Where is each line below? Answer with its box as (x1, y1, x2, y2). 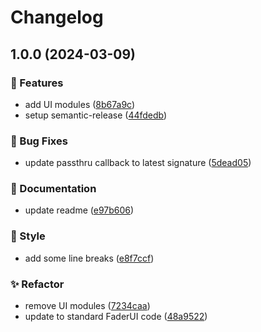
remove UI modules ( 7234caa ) (24, 300, 151, 312)
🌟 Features (10, 76, 64, 90)
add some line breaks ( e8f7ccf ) (24, 252, 155, 264)
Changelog (10, 6, 104, 29)
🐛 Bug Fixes (10, 134, 68, 148)
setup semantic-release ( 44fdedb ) (24, 109, 168, 121)
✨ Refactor (10, 277, 65, 291)
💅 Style (10, 229, 46, 243)
